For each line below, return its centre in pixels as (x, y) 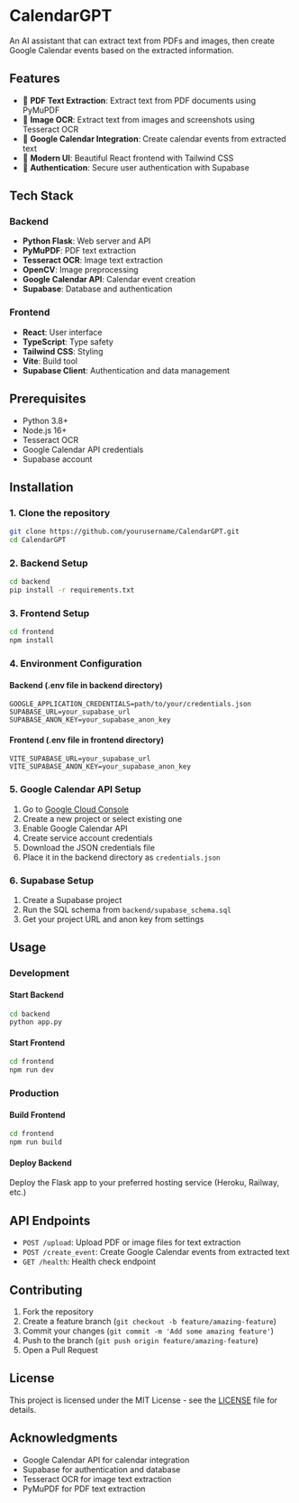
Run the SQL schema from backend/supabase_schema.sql (127, 909)
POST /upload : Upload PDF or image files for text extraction (131, 1242)
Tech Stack (41, 196)
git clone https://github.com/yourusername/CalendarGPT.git (125, 532)
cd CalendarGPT (38, 540)
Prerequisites (48, 399)
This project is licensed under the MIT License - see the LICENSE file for (143, 1400)
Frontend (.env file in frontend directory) (87, 740)
